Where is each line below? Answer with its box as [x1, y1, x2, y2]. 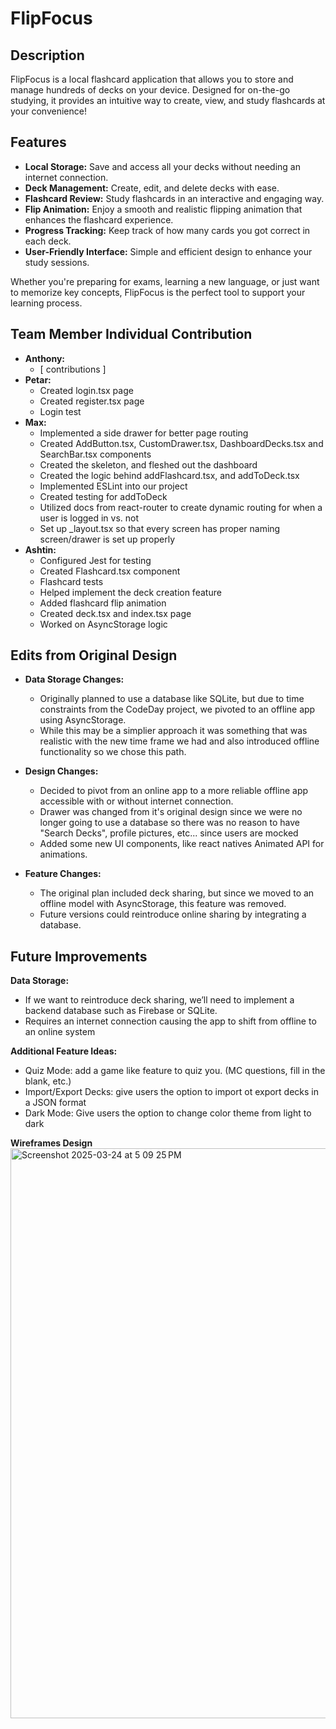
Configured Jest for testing [39, 554, 152, 566]
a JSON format [24, 1097, 87, 1109]
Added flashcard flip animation [39, 597, 167, 609]
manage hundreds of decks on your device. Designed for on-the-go [10, 84, 291, 96]
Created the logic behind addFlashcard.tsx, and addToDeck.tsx [39, 469, 300, 481]
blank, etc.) [24, 1075, 72, 1087]
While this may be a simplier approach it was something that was [39, 725, 308, 737]
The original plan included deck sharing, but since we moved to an [39, 887, 315, 899]
